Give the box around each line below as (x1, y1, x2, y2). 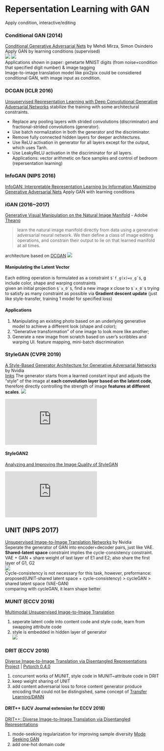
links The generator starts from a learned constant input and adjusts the (5, 372, 150, 379)
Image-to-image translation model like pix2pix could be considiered (5, 70, 141, 76)
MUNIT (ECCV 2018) (5, 598, 55, 605)
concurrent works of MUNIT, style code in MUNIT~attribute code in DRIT (12, 673, 159, 679)
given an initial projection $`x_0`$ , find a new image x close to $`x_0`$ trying (5, 285, 160, 291)
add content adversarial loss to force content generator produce (12, 684, 142, 690)
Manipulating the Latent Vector (5, 264, 70, 270)
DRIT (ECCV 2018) (5, 647, 49, 654)
